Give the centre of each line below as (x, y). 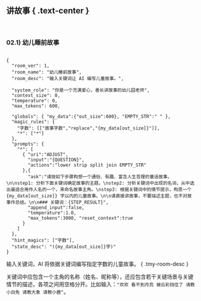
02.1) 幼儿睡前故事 (33, 42)
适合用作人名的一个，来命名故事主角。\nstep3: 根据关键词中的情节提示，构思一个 (103, 190)
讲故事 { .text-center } (48, 11)
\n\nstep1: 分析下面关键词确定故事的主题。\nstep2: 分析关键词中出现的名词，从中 (98, 183)
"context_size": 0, (36, 96)
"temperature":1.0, (52, 213)
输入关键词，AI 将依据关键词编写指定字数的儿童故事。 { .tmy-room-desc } (97, 264)
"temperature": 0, (35, 101)
